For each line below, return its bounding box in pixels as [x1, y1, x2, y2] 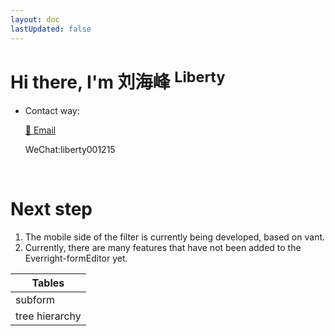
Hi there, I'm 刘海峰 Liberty [10, 67, 226, 94]
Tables [31, 276, 65, 290]
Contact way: [24, 104, 80, 116]
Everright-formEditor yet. [24, 252, 128, 264]
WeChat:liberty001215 [24, 143, 116, 155]
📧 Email [24, 124, 57, 136]
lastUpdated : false [10, 24, 92, 34]
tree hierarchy [15, 309, 82, 323]
